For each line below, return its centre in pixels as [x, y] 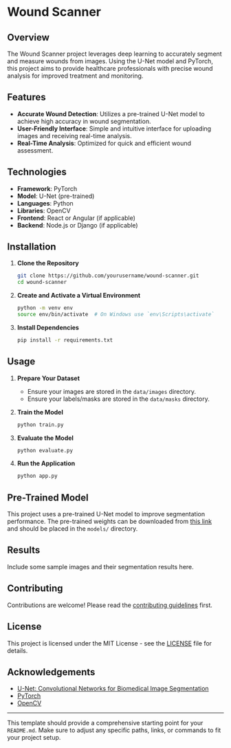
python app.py [37, 476]
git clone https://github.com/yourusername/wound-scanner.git [108, 276]
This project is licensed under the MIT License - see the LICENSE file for [109, 643]
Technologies [37, 172]
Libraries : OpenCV [44, 210]
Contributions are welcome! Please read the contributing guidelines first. [110, 605]
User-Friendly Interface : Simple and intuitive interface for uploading [114, 129]
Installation [32, 247]
